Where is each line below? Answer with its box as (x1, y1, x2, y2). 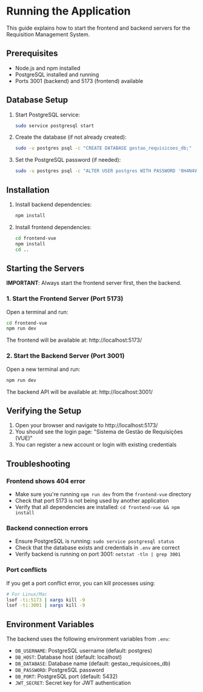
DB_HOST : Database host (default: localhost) (15, 653, 122, 661)
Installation (6, 185, 50, 195)
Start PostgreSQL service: (15, 111, 81, 118)
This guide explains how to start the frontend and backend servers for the (6, 24, 191, 32)
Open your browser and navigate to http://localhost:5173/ (15, 422, 158, 429)
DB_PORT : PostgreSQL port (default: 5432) (15, 673, 118, 680)
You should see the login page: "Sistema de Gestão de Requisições (15, 428, 184, 436)
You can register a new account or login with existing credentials (15, 441, 177, 448)
